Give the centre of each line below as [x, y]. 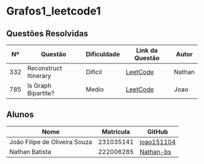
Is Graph [39, 86]
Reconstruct [45, 68]
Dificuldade [103, 54]
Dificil [94, 72]
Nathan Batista [30, 151]
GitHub [158, 131]
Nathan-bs [155, 151]
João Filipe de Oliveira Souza [51, 142]
